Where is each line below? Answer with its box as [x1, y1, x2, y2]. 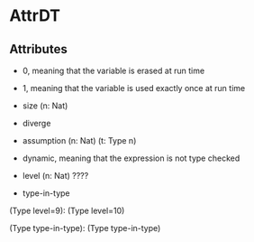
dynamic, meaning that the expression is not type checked [22, 153, 240, 163]
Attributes [9, 42, 68, 57]
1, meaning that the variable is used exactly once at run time [22, 83, 246, 93]
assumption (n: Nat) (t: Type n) [22, 135, 137, 145]
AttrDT [9, 5, 61, 26]
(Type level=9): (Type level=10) [9, 205, 125, 216]
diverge [22, 118, 51, 128]
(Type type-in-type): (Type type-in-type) [9, 223, 161, 233]
